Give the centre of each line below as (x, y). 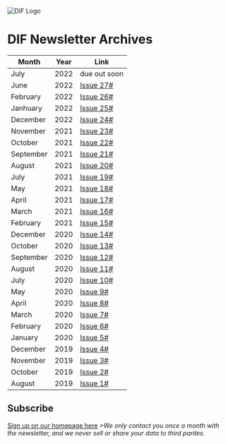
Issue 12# (97, 257)
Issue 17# (97, 200)
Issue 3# (95, 360)
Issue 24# (97, 119)
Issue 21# (97, 154)
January (25, 337)
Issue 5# (95, 337)
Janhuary (26, 108)
